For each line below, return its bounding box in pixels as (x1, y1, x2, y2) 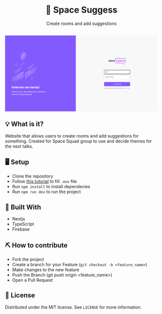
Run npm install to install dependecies (12, 184, 91, 190)
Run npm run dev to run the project (12, 189, 81, 195)
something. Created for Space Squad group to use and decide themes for (5, 138, 152, 144)
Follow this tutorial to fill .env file (12, 178, 77, 184)
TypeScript (12, 221, 34, 227)
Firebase (12, 226, 30, 232)
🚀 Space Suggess (45, 4, 118, 16)
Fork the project (12, 256, 45, 262)
